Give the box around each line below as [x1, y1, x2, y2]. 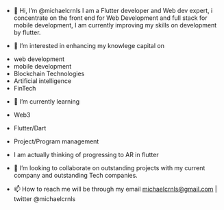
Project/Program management [13, 137, 99, 145]
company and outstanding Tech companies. [13, 172, 138, 179]
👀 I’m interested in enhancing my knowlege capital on [13, 42, 164, 49]
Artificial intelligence [13, 77, 72, 85]
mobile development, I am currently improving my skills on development [13, 21, 217, 29]
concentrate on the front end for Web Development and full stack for [13, 14, 208, 22]
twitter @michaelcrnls [13, 195, 76, 202]
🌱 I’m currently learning [13, 97, 80, 106]
